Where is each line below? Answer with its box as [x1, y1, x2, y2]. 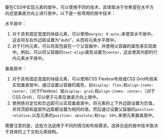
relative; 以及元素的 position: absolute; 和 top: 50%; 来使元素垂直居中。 [12, 112, 157, 118]
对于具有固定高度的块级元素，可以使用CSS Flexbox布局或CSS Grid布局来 [12, 76, 158, 82]
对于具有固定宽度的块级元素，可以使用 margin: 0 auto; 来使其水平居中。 [12, 31, 156, 36]
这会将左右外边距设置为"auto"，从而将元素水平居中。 [12, 37, 119, 43]
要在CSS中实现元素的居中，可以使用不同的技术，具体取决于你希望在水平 [5, 4, 150, 10]
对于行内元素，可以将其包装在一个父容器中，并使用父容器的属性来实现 [12, 43, 153, 49]
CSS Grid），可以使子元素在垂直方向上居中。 [12, 94, 101, 100]
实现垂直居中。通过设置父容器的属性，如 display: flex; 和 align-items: [12, 82, 154, 87]
